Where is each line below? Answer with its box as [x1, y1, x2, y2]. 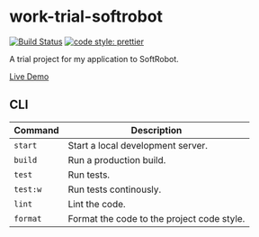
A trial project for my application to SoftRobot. [9, 53, 180, 64]
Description [130, 123, 183, 136]
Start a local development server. [67, 139, 209, 151]
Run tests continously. [67, 183, 162, 196]
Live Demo [9, 70, 49, 82]
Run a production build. [67, 153, 166, 166]
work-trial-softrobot [9, 6, 164, 27]
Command [13, 123, 60, 136]
